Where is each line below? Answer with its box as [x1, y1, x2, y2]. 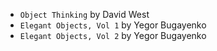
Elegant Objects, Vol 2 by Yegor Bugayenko [19, 30, 207, 41]
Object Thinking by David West [19, 9, 150, 20]
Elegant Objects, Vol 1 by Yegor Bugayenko [19, 19, 207, 31]
